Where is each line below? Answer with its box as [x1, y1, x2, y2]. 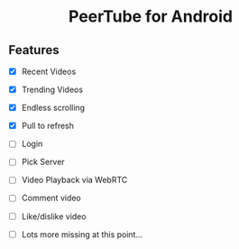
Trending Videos [21, 84, 83, 96]
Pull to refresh [21, 120, 74, 132]
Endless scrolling [21, 102, 86, 114]
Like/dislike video [21, 210, 87, 222]
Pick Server [21, 156, 65, 168]
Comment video [21, 192, 82, 204]
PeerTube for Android [68, 6, 234, 27]
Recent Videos [21, 66, 77, 77]
